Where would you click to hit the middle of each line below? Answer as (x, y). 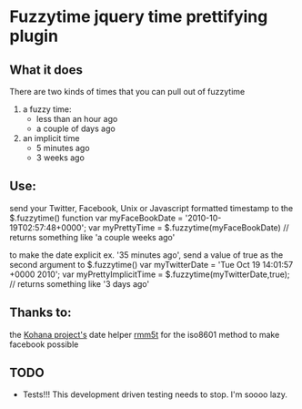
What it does (46, 70)
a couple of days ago (75, 128)
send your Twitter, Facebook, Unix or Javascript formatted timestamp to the (151, 208)
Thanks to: (40, 313)
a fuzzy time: (47, 109)
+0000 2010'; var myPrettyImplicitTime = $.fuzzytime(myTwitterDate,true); (150, 274)
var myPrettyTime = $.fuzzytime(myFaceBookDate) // (188, 227)
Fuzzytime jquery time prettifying (139, 17)
